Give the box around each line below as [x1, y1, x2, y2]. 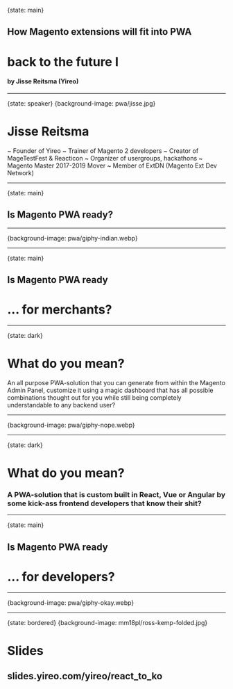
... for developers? [7, 569, 116, 585]
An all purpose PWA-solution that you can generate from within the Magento [7, 378, 225, 387]
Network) [7, 168, 35, 177]
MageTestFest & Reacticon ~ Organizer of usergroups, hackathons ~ [7, 154, 203, 162]
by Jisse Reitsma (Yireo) [7, 77, 79, 86]
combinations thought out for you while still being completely [7, 393, 182, 402]
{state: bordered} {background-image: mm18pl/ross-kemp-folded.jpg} [7, 618, 208, 626]
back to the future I [7, 54, 119, 70]
